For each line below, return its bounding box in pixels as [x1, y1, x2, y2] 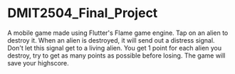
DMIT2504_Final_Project [7, 5, 158, 21]
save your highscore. [7, 58, 69, 67]
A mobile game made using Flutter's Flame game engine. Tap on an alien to [7, 28, 229, 37]
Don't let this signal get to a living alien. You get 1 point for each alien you [7, 43, 222, 52]
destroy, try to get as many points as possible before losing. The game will [7, 51, 226, 60]
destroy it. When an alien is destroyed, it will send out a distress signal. [7, 36, 215, 44]
